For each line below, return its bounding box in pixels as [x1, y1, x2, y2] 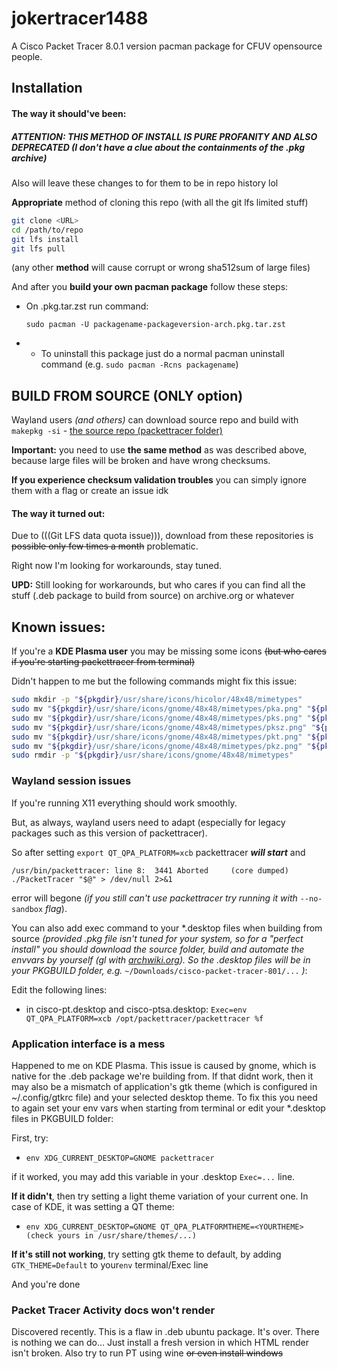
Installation [11, 80, 83, 97]
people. [11, 50, 43, 62]
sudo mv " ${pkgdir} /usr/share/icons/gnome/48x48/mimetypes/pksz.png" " [11, 722, 316, 732]
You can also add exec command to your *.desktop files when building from [11, 922, 323, 934]
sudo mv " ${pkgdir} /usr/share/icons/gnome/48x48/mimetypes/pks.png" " [11, 713, 312, 723]
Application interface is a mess [11, 1037, 166, 1051]
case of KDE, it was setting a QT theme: [11, 1200, 175, 1212]
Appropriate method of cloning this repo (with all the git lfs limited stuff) [11, 196, 309, 208]
